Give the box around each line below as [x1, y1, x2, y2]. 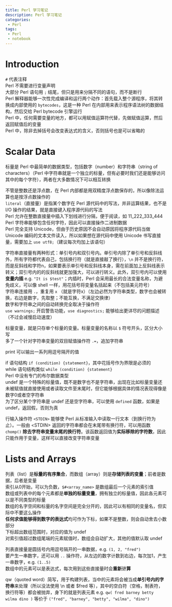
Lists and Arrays [5, 453, 77, 465]
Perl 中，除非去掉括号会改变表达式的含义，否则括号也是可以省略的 [5, 127, 145, 134]
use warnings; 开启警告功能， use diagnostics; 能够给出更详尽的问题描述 [5, 307, 160, 314]
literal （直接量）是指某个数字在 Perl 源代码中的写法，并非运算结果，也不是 [5, 200, 167, 206]
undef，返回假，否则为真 [5, 404, 58, 410]
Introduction [5, 59, 59, 70]
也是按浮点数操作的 [9, 193, 50, 200]
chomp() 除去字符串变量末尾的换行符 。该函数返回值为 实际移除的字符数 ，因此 [5, 428, 166, 435]
